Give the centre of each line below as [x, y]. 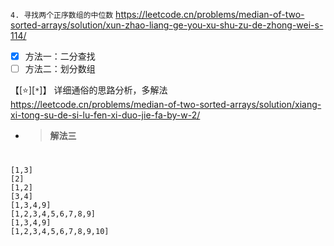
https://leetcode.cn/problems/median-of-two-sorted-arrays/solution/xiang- [166, 105]
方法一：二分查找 [60, 56]
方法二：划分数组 [60, 69]
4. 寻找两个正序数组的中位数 [62, 15]
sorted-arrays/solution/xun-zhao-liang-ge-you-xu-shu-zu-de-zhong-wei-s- [167, 25]
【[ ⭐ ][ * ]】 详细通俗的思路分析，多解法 [89, 90]
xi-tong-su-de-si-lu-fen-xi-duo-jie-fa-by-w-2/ [105, 115]
